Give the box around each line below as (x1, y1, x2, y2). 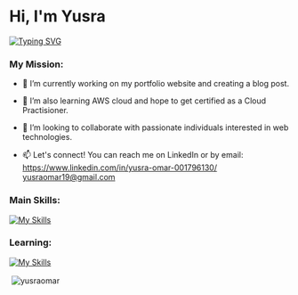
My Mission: (9, 58, 64, 70)
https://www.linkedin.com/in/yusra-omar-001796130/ (21, 162, 218, 173)
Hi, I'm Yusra (9, 6, 106, 27)
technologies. (21, 132, 73, 143)
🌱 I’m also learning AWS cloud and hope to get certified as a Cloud (21, 95, 267, 106)
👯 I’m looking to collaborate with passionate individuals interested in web (21, 122, 289, 133)
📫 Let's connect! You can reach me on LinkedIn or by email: (21, 150, 244, 160)
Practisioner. (21, 105, 68, 116)
